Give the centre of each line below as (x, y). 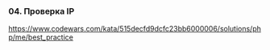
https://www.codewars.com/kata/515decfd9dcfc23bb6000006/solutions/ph (135, 29)
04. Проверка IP (42, 11)
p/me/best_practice (41, 37)
